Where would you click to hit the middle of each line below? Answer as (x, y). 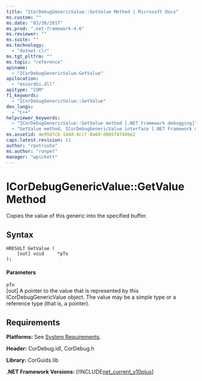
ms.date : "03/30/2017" (35, 23)
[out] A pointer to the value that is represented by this (73, 291)
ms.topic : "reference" (35, 62)
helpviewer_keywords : (33, 118)
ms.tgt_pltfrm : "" (29, 56)
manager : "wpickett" (32, 157)
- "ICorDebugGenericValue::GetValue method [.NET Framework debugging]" (105, 124)
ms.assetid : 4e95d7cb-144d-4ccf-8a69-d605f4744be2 (71, 135)
